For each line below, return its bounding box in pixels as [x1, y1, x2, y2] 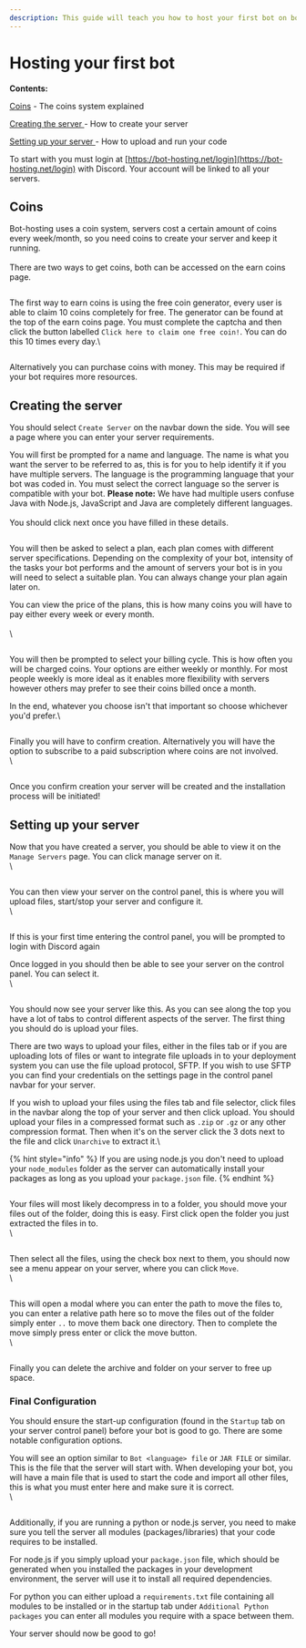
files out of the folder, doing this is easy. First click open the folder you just [9, 1209, 290, 1219]
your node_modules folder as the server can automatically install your [9, 1163, 265, 1174]
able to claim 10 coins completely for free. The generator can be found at [9, 307, 284, 318]
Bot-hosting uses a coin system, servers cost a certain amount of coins [9, 223, 278, 234]
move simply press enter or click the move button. [9, 1327, 198, 1338]
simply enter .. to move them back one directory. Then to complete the [9, 1318, 278, 1328]
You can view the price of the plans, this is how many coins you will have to [9, 599, 292, 611]
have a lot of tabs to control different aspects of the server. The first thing [9, 1014, 285, 1024]
